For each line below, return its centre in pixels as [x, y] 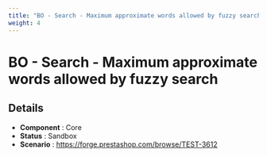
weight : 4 [25, 23]
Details [26, 108]
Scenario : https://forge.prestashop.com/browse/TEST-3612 [119, 144]
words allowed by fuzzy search [113, 79]
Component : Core [50, 127]
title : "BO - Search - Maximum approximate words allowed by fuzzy [122, 15]
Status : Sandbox [48, 136]
